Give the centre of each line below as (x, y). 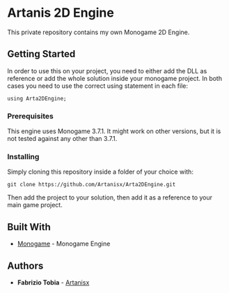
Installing (23, 156)
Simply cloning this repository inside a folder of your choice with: (100, 172)
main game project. (35, 205)
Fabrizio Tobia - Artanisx (53, 282)
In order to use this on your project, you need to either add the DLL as (107, 70)
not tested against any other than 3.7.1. (62, 139)
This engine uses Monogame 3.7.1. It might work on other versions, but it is (114, 131)
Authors (25, 265)
